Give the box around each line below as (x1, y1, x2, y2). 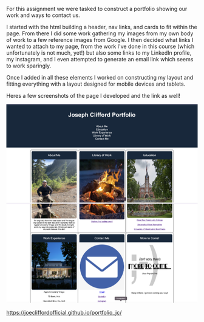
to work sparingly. (6, 62, 52, 69)
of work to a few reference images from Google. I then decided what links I (6, 36, 194, 43)
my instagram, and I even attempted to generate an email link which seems (6, 56, 194, 63)
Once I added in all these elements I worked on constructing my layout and (6, 74, 194, 81)
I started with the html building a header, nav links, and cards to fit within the (6, 24, 197, 30)
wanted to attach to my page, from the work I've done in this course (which (6, 43, 195, 50)
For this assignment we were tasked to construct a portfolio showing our (6, 5, 188, 12)
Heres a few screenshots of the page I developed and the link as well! (6, 92, 181, 99)
